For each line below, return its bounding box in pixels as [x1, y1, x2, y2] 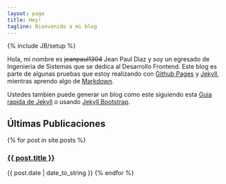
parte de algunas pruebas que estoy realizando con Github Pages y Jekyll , [7, 70, 220, 78]
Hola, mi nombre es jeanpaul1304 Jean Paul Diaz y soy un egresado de [7, 55, 210, 63]
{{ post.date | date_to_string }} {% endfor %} [7, 169, 135, 177]
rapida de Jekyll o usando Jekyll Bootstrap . [7, 98, 131, 106]
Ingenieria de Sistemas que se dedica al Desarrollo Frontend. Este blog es [7, 63, 218, 71]
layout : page [7, 10, 45, 17]
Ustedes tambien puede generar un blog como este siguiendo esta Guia [7, 90, 212, 99]
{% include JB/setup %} [7, 42, 76, 50]
